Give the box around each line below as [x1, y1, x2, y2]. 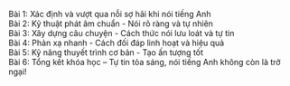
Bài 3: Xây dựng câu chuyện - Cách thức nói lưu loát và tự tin [8, 28, 235, 38]
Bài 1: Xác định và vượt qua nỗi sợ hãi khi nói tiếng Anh [8, 9, 211, 19]
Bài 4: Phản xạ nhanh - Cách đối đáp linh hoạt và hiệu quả [8, 37, 225, 48]
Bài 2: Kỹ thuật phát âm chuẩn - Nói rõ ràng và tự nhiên [8, 18, 214, 29]
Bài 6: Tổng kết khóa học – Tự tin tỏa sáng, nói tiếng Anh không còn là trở [8, 57, 281, 67]
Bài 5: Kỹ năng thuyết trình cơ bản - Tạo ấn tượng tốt [8, 47, 204, 58]
